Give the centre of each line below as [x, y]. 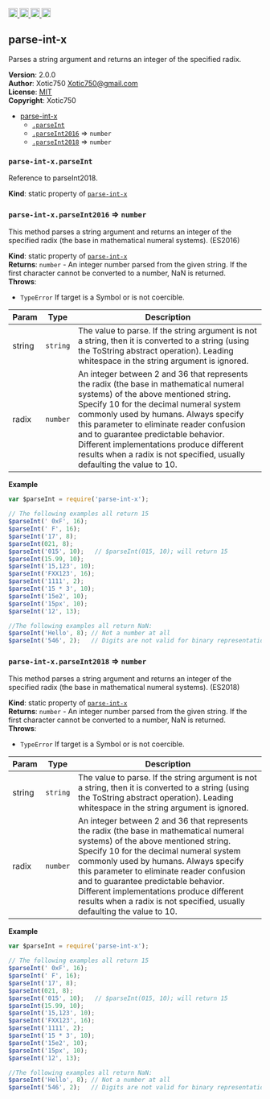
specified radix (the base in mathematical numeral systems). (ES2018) [124, 688]
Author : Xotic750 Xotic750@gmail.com [73, 83]
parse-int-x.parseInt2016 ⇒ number [78, 215]
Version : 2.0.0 [32, 74]
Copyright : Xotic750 [42, 100]
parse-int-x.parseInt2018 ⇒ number [78, 662]
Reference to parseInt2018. [53, 178]
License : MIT [30, 92]
